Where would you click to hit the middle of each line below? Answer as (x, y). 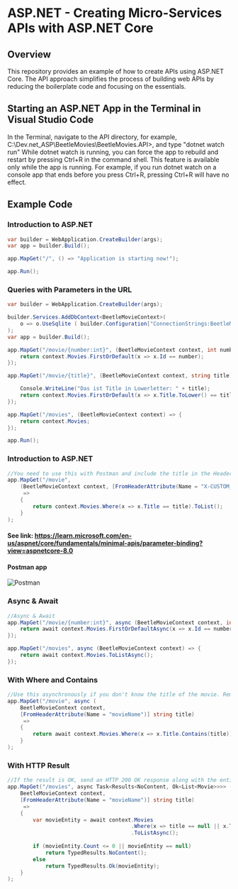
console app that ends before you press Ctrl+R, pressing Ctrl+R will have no (118, 175)
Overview (29, 54)
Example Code (40, 205)
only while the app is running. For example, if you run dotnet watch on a (112, 167)
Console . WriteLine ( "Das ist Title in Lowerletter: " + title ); (115, 389)
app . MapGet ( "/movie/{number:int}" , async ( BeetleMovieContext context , (115, 622)
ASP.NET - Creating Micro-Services (115, 13)
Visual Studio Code (51, 120)
